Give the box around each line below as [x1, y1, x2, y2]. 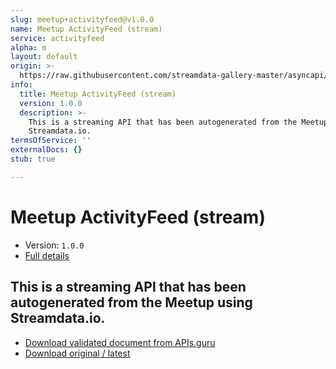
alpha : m [10, 42, 47, 53]
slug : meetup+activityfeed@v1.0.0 [10, 14, 155, 25]
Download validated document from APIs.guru [24, 336, 216, 348]
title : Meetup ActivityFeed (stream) [19, 89, 177, 99]
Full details [24, 249, 70, 261]
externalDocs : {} [10, 145, 83, 155]
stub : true [10, 154, 56, 164]
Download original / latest [24, 347, 131, 359]
